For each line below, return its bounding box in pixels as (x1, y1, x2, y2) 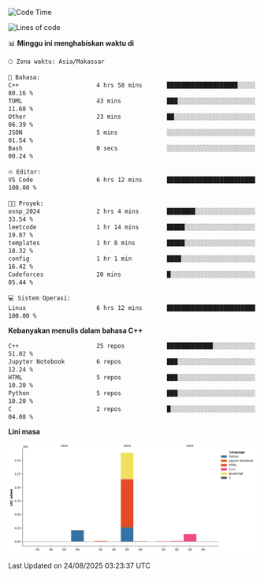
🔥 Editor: (8, 168, 41, 176)
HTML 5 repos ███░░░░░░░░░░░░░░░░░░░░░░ (8, 374, 256, 382)
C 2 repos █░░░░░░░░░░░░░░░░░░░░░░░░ (8, 405, 256, 413)
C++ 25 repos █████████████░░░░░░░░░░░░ (8, 342, 256, 350)
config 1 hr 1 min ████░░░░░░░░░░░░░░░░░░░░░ (8, 255, 256, 263)
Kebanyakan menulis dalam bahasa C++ (8, 326, 143, 335)
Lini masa (8, 427, 41, 436)
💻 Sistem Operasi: (8, 294, 71, 302)
